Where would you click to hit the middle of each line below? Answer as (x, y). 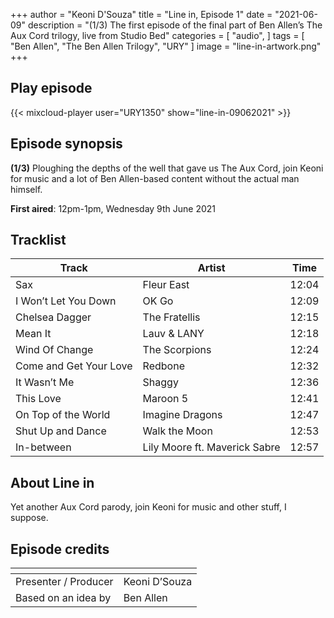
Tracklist (38, 240)
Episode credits (60, 549)
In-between (43, 447)
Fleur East (166, 285)
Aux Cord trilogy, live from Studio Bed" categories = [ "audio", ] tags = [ (157, 35)
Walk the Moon (177, 431)
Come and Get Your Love (74, 366)
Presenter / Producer (64, 582)
